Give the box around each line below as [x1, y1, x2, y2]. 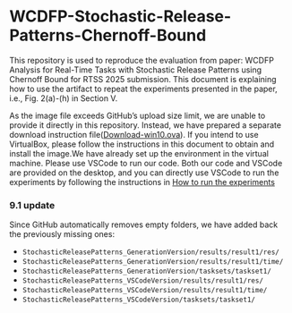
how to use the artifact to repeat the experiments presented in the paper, [9, 83, 278, 94]
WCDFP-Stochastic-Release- [9, 6, 232, 27]
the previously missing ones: [9, 229, 115, 240]
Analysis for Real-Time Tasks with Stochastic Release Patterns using [9, 64, 262, 75]
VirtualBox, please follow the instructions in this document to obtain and [9, 139, 275, 149]
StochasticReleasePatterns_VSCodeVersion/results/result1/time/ [21, 286, 268, 295]
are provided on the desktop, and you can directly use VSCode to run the [9, 167, 279, 178]
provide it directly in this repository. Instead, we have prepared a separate [9, 119, 282, 131]
